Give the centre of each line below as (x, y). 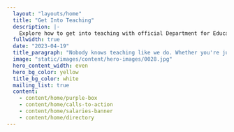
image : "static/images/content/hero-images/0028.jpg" (93, 59)
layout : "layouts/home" (47, 14)
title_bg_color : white (46, 79)
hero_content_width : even (51, 66)
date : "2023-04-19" (41, 46)
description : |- (36, 27)
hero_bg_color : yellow (46, 72)
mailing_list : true (41, 85)
